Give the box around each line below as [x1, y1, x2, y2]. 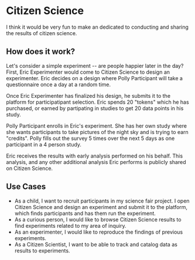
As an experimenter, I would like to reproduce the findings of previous [14, 228, 183, 235]
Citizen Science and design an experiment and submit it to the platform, [14, 203, 188, 210]
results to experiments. [14, 247, 70, 254]
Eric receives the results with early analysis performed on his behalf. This [6, 152, 183, 159]
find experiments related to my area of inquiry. [14, 222, 127, 229]
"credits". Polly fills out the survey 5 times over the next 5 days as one [6, 135, 175, 142]
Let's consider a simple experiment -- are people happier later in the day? [6, 62, 184, 69]
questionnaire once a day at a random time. [6, 81, 111, 88]
